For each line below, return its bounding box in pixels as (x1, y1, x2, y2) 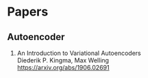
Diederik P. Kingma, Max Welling (16, 56, 110, 64)
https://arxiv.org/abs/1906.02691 (16, 64, 110, 71)
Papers (7, 4, 49, 20)
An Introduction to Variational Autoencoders (16, 49, 142, 57)
